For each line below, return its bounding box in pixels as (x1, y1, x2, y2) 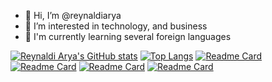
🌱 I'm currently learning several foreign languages (24, 31, 232, 42)
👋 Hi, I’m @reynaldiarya (24, 10, 122, 21)
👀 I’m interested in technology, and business (24, 20, 208, 32)
